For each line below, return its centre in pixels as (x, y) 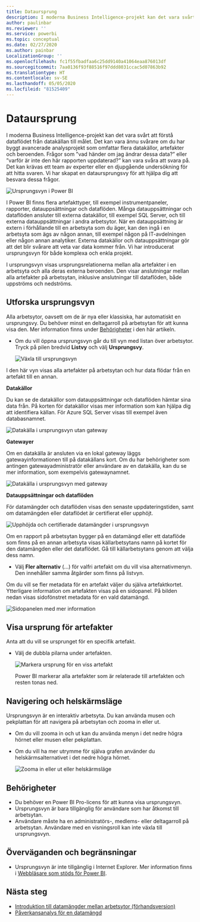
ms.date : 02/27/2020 (32, 45)
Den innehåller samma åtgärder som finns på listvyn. (79, 573)
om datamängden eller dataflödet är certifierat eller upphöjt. (80, 513)
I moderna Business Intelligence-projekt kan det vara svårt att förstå (90, 135)
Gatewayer (20, 442)
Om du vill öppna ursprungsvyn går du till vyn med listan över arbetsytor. (104, 340)
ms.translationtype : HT (36, 73)
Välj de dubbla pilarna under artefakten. (63, 653)
